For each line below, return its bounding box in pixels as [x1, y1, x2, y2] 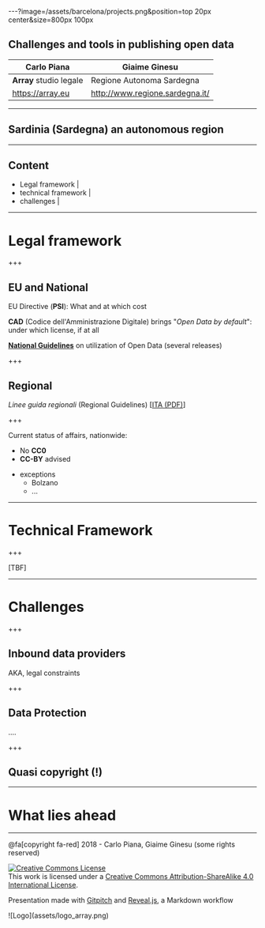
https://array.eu [12, 87, 70, 98]
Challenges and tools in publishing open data [8, 38, 235, 51]
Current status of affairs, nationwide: [8, 431, 128, 439]
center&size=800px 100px [8, 15, 94, 25]
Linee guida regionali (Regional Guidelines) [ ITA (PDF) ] [8, 400, 186, 409]
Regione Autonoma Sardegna [90, 74, 200, 85]
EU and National [8, 281, 88, 294]
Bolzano [31, 478, 58, 487]
